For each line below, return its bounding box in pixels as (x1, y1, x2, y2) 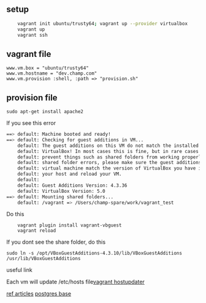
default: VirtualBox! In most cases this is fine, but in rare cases (17, 148, 199, 154)
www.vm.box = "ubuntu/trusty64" (6, 65, 89, 72)
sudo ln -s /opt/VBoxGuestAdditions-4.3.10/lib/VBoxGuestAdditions (6, 250, 183, 256)
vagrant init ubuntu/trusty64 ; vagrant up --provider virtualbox (17, 20, 188, 26)
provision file (6, 92, 58, 103)
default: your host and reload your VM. (17, 171, 122, 178)
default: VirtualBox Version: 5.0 (17, 188, 105, 194)
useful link (6, 266, 32, 274)
